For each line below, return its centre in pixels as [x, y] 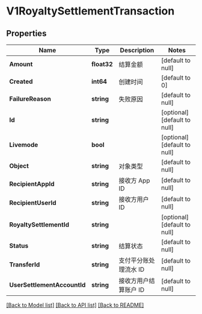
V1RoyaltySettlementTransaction [90, 11]
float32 [102, 64]
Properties [26, 33]
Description [137, 50]
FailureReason [30, 99]
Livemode [24, 145]
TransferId [25, 265]
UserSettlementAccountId [47, 285]
